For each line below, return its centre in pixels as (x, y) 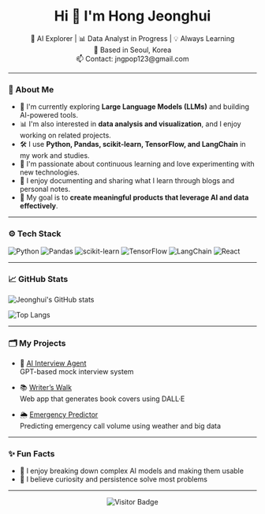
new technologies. (50, 172)
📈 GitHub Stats (38, 280)
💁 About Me (31, 89)
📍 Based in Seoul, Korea (132, 50)
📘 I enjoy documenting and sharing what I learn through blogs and (127, 181)
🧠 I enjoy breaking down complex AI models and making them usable (132, 471)
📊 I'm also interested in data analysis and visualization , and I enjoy (131, 124)
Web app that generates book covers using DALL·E (102, 399)
